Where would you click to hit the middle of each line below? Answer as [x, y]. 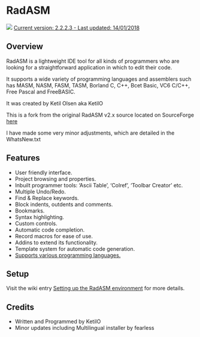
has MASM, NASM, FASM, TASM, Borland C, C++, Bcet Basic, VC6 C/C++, [98, 85]
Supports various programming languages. [68, 255]
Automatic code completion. [50, 230]
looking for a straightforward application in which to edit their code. [89, 67]
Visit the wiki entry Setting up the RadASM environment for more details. [96, 289]
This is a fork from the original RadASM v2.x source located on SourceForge [100, 115]
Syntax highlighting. [40, 217]
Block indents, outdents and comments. [64, 204]
